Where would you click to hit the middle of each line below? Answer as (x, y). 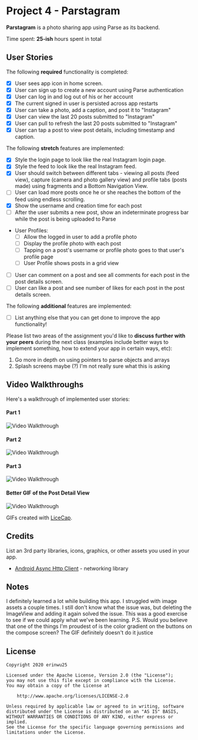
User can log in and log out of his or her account (74, 97)
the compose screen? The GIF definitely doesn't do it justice (80, 633)
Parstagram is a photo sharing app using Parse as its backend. (83, 27)
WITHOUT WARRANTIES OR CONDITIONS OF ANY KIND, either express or (90, 717)
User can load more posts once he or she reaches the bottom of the (98, 192)
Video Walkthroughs (45, 385)
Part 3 (14, 466)
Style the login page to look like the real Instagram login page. (90, 160)
